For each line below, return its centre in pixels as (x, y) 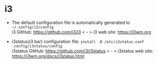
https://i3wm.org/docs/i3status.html (48, 56)
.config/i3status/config (37, 46)
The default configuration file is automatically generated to (71, 22)
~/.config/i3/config (33, 27)
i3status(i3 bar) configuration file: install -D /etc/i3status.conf (78, 41)
